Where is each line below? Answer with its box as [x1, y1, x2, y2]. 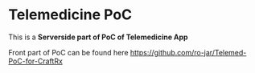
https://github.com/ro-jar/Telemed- [130, 47, 247, 57]
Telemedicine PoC [8, 6, 133, 24]
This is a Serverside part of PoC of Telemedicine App [8, 32, 188, 42]
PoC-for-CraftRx [8, 56, 63, 66]
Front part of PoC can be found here [8, 47, 129, 57]
